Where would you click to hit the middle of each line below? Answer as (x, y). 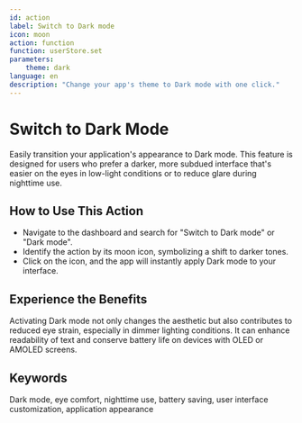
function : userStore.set (56, 51)
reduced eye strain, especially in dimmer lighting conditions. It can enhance (150, 330)
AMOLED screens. (43, 350)
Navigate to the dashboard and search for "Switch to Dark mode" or (148, 233)
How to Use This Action (77, 211)
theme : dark (48, 68)
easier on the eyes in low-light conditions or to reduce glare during (133, 173)
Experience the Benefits (78, 299)
